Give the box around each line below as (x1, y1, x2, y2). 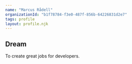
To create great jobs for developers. (5, 53, 80, 59)
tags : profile (5, 16, 35, 21)
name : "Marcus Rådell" (5, 7, 53, 12)
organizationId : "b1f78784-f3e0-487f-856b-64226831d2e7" (5, 12, 127, 17)
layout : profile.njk (5, 21, 49, 26)
